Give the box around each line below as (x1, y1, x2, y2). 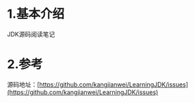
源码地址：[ (7, 80, 40, 89)
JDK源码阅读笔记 (7, 30, 55, 38)
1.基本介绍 (7, 6, 65, 22)
